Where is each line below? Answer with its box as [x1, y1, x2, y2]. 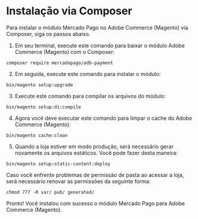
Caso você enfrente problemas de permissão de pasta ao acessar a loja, [6, 171, 184, 178]
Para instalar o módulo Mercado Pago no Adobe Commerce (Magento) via [6, 24, 188, 31]
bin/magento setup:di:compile [6, 104, 82, 110]
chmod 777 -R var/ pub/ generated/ [6, 189, 95, 195]
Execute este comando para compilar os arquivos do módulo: [14, 92, 166, 99]
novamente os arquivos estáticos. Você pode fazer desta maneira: [14, 149, 178, 156]
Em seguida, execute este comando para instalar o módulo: [14, 70, 161, 77]
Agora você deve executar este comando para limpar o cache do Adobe [14, 114, 193, 121]
